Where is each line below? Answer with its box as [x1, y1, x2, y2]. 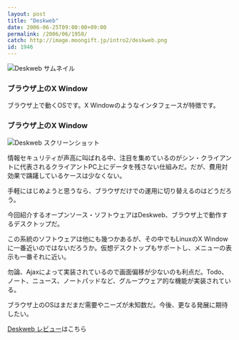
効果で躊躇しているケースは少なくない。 [7, 171, 126, 180]
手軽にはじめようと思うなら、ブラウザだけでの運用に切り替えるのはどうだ [7, 186, 226, 195]
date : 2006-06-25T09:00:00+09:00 [7, 24, 107, 31]
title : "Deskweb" [7, 17, 59, 24]
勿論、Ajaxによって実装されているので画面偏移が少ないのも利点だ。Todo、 [7, 267, 228, 276]
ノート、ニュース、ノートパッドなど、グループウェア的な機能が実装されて [7, 276, 225, 285]
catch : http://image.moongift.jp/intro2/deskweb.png [7, 37, 168, 44]
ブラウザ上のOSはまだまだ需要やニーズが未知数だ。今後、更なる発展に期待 [7, 300, 228, 309]
